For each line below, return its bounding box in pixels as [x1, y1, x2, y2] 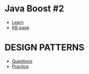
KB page [11, 24, 30, 30]
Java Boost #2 [4, 3, 64, 14]
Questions [11, 58, 33, 64]
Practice [11, 63, 29, 69]
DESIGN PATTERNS [4, 42, 85, 53]
